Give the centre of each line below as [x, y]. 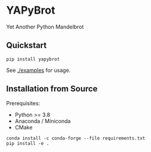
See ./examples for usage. [38, 70]
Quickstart [27, 45]
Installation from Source [52, 89]
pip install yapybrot [33, 59]
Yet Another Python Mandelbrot [45, 27]
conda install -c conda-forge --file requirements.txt [76, 138]
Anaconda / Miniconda [43, 121]
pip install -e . [28, 143]
